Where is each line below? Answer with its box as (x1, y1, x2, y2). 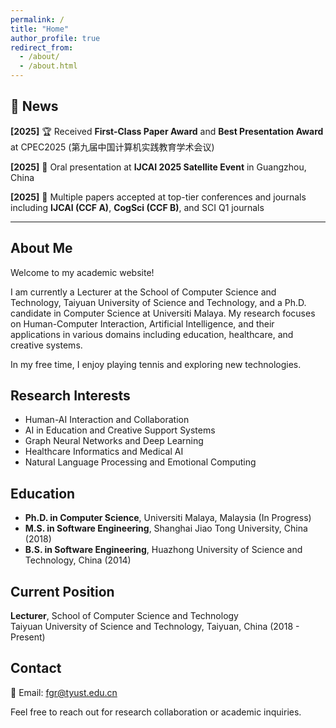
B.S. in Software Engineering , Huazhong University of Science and (24, 544, 303, 556)
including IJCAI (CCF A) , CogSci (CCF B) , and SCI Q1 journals (10, 201, 265, 213)
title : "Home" (10, 24, 70, 34)
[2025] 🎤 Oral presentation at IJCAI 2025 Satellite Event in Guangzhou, (10, 161, 307, 173)
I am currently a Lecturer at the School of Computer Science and (10, 286, 277, 298)
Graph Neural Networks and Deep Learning (24, 435, 204, 447)
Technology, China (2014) (24, 554, 132, 566)
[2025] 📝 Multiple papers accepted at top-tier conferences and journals (10, 191, 307, 203)
